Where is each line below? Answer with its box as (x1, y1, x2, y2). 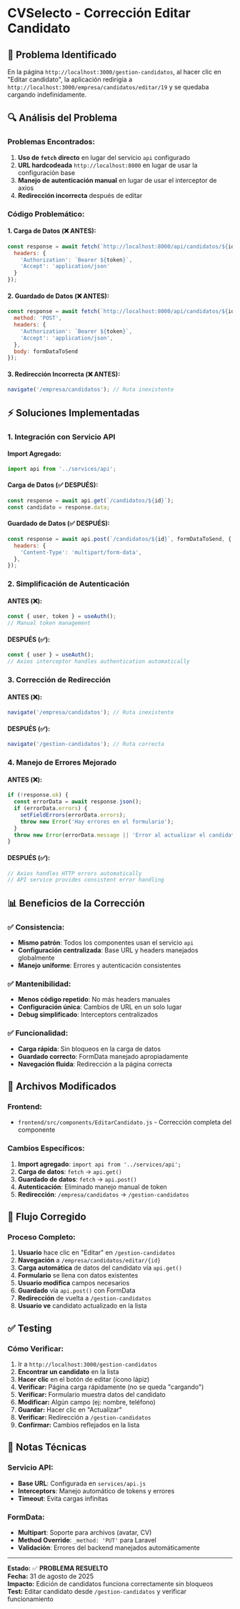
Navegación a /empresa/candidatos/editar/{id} (17, 1256, 161, 1265)
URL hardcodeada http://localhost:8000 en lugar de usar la (17, 161, 198, 169)
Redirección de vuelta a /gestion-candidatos (17, 1294, 151, 1302)
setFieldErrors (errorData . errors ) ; (20, 811, 126, 819)
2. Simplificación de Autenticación (7, 579, 130, 589)
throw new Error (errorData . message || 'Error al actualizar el (14, 831, 206, 839)
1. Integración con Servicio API (7, 432, 116, 442)
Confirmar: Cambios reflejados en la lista (17, 1420, 140, 1429)
